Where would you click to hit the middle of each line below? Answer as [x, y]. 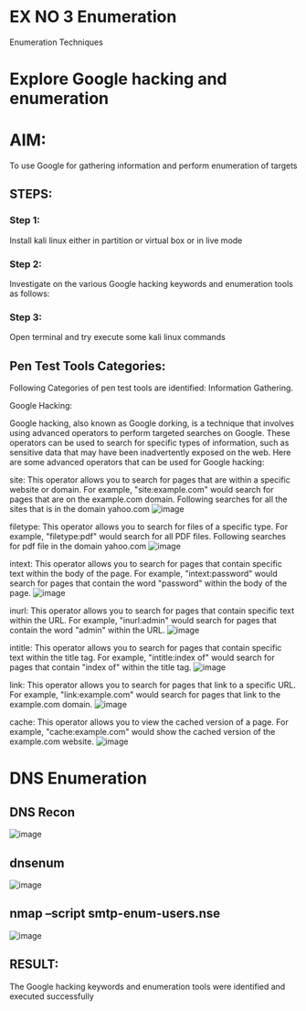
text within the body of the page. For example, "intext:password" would [144, 574]
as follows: [30, 293]
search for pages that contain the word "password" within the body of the [148, 583]
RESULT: [34, 965]
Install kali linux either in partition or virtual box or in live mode [126, 240]
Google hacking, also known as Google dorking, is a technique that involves [152, 423]
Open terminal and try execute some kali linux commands [117, 337]
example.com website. [52, 741]
